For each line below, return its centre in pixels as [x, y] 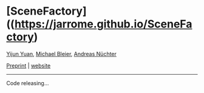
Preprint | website [29, 66]
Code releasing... [28, 83]
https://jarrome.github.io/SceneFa [103, 24]
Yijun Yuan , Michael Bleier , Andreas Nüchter [62, 53]
